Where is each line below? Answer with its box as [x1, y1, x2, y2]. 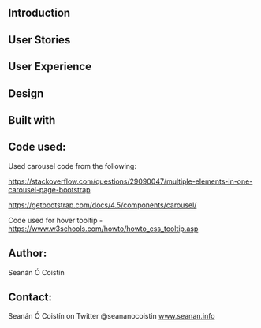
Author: [8, 247, 47, 260]
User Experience [8, 60, 92, 73]
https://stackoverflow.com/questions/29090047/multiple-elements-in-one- [8, 177, 253, 186]
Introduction [8, 6, 71, 20]
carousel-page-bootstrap [8, 184, 91, 194]
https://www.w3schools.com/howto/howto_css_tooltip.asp [8, 224, 199, 233]
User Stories [8, 33, 71, 47]
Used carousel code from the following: [8, 161, 136, 170]
